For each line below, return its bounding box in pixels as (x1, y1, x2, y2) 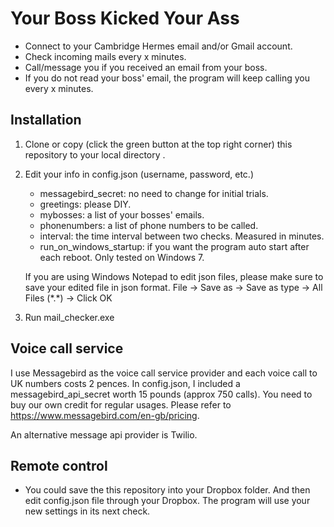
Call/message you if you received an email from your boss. (24, 61, 268, 73)
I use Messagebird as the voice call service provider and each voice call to (10, 367, 318, 379)
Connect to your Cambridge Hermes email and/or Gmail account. (24, 40, 293, 52)
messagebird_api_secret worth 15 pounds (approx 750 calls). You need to (10, 388, 313, 400)
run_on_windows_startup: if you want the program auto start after (39, 240, 310, 252)
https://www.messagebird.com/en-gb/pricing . (10, 409, 200, 421)
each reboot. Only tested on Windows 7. (39, 251, 205, 263)
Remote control (10, 457, 108, 474)
